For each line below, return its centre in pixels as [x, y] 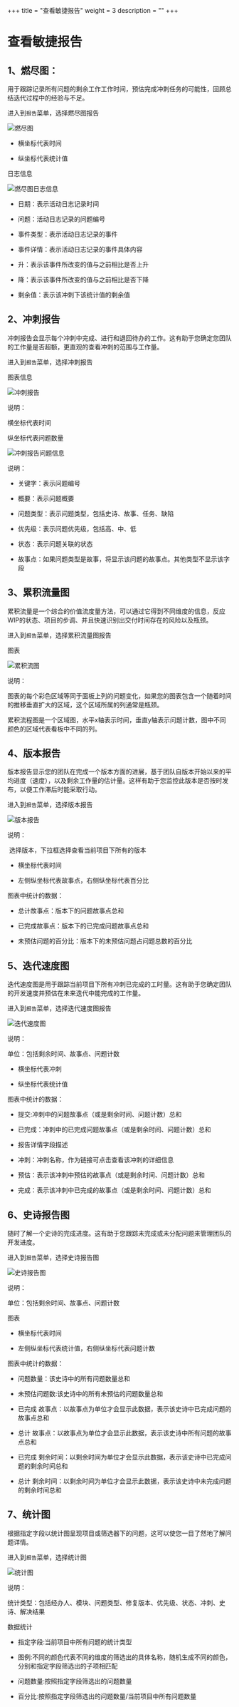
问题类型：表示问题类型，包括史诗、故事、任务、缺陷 [96, 513]
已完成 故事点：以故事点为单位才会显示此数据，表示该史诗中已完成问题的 [124, 1409]
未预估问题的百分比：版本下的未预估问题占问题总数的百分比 [105, 941]
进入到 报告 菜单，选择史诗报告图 [53, 1258]
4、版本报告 [34, 753]
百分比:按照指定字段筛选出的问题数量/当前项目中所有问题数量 [107, 1696]
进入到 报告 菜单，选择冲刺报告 [50, 362]
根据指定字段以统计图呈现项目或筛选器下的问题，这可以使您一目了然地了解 [116, 1533]
